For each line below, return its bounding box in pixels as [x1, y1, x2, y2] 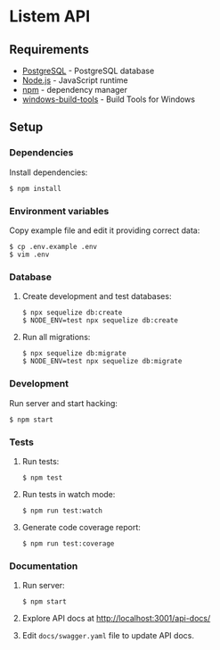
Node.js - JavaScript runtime [21, 75, 129, 86]
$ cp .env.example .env [9, 242, 98, 251]
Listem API [9, 6, 91, 27]
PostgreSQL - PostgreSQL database [21, 65, 155, 76]
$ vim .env [9, 250, 50, 259]
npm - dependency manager [21, 85, 127, 95]
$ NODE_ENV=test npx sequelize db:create [21, 316, 178, 325]
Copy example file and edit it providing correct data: [9, 225, 200, 236]
